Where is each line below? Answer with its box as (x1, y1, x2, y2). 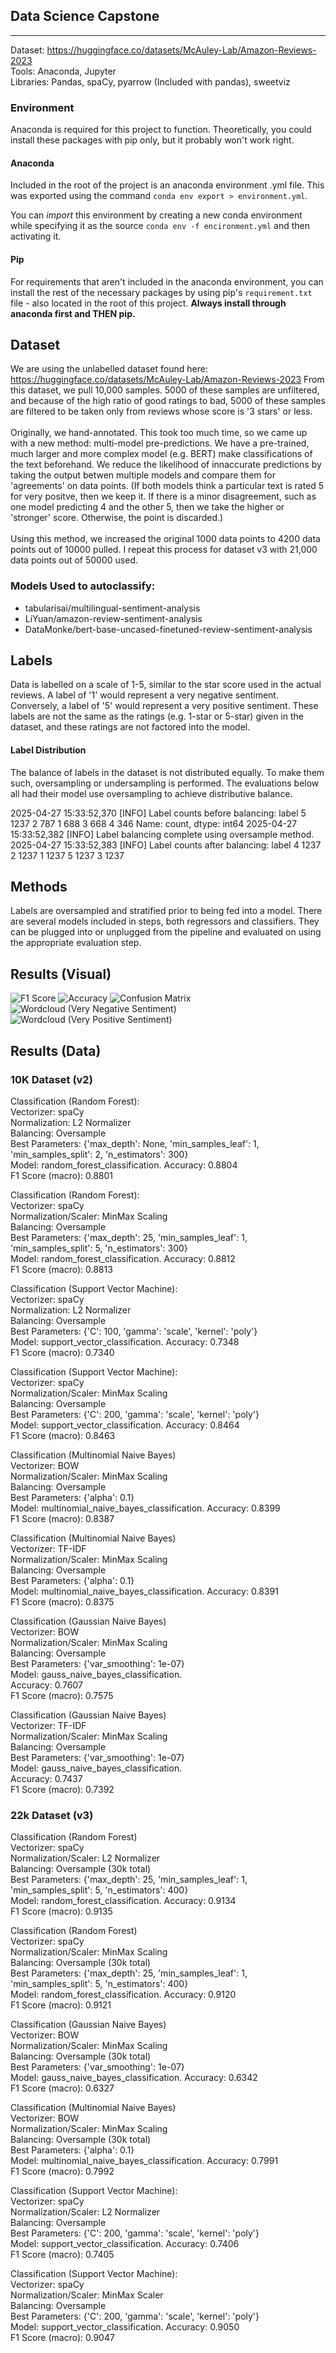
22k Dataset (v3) (10, 1808, 94, 1822)
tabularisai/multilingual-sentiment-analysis (24, 602, 201, 614)
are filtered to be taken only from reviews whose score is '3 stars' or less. (10, 405, 313, 418)
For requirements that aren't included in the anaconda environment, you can (10, 275, 324, 288)
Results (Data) (10, 1042, 102, 1059)
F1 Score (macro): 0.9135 (10, 1905, 113, 1918)
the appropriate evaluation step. (10, 937, 142, 949)
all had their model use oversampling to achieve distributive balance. (10, 787, 293, 799)
